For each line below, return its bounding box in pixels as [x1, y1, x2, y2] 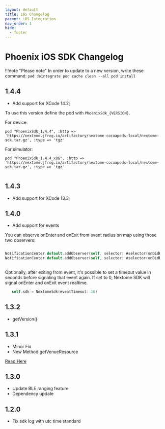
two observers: [5, 237, 36, 243]
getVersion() [12, 316, 38, 322]
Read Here [5, 358, 27, 364]
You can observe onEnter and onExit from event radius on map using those [5, 232, 157, 238]
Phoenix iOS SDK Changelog [5, 51, 124, 63]
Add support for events [12, 222, 59, 228]
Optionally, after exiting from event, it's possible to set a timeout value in [5, 269, 151, 275]
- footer [9, 30, 27, 35]
